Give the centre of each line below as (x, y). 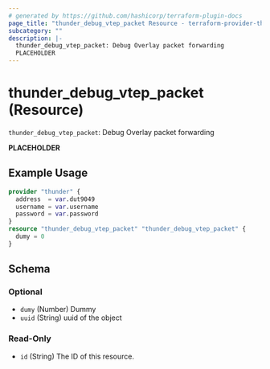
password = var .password (57, 214)
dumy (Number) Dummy (58, 310)
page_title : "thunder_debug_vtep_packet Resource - (96, 23)
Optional (25, 292)
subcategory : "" (35, 31)
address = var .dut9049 (55, 199)
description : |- (35, 38)
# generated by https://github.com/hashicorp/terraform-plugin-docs (125, 16)
